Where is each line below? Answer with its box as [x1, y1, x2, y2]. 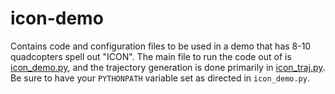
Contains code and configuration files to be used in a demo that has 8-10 [10, 40, 312, 52]
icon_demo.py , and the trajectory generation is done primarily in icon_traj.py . [10, 61, 326, 73]
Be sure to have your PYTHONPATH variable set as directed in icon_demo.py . [10, 72, 310, 84]
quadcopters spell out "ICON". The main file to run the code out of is [10, 50, 292, 62]
